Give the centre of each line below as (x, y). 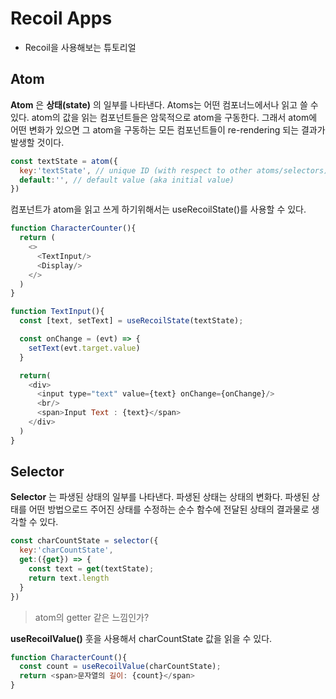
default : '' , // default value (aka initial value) (127, 180)
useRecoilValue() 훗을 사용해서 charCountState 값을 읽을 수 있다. (141, 638)
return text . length (69, 578)
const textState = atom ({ (64, 161)
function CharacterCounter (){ (73, 228)
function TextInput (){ (57, 312)
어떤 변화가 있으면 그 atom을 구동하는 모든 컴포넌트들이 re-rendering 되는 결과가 (168, 129)
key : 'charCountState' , (66, 550)
